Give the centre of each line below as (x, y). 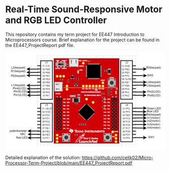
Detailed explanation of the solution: (43, 158)
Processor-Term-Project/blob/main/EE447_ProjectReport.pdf (69, 163)
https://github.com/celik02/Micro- (118, 158)
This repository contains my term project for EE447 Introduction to (75, 34)
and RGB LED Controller (56, 20)
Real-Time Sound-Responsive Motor (84, 9)
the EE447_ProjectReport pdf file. (40, 45)
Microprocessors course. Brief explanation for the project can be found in (82, 40)
